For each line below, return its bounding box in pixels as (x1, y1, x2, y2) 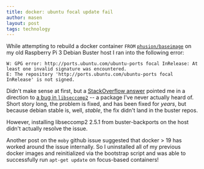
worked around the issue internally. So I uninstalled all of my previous (6, 143, 181, 151)
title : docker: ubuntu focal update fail (6, 9, 114, 15)
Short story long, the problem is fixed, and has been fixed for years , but (6, 100, 186, 108)
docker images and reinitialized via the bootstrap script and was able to (6, 150, 186, 157)
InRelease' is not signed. (6, 77, 75, 83)
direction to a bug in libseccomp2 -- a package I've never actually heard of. (6, 94, 194, 101)
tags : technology (6, 26, 51, 32)
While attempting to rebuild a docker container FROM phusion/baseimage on (6, 43, 192, 50)
